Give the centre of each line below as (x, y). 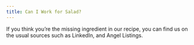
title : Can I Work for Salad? (44, 12)
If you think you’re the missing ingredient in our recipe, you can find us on (97, 29)
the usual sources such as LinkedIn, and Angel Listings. (75, 35)
